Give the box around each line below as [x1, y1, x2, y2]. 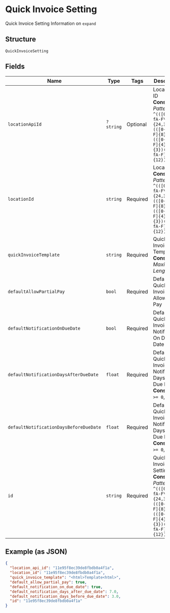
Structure [5, 35, 36, 44]
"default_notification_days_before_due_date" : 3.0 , [10, 594, 121, 599]
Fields [5, 62, 25, 71]
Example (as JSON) [5, 547, 67, 556]
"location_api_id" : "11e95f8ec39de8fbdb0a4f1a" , [10, 565, 114, 571]
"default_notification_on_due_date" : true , [10, 584, 103, 589]
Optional [126, 121, 147, 128]
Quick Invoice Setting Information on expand [5, 20, 96, 26]
